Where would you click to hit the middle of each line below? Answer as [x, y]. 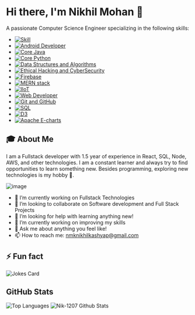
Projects [25, 210]
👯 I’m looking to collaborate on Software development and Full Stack [97, 203]
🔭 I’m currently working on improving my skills [70, 222]
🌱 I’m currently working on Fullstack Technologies [74, 198]
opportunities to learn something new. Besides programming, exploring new [97, 168]
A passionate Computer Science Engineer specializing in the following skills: [98, 28]
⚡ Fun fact [25, 257]
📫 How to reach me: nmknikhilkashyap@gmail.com [76, 235]
